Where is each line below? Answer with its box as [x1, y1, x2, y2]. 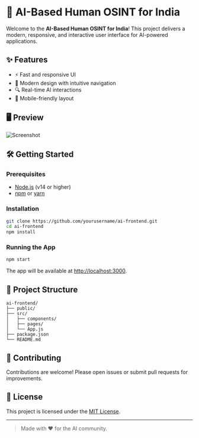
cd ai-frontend [6, 224, 44, 230]
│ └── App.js [6, 326, 44, 332]
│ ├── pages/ [6, 321, 44, 327]
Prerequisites [6, 170, 46, 178]
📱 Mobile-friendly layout [14, 94, 74, 101]
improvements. [6, 374, 43, 382]
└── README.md [6, 337, 41, 343]
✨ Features [6, 55, 48, 65]
